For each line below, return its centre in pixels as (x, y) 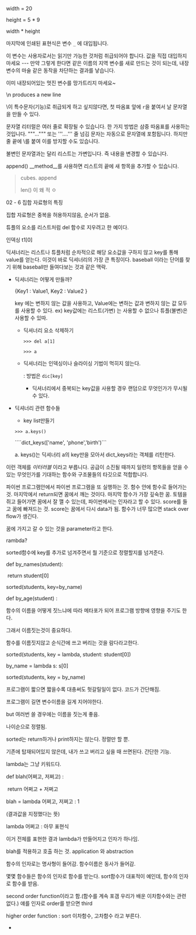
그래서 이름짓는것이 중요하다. (39, 630)
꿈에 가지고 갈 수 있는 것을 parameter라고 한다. (60, 529)
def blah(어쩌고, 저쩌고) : (35, 776)
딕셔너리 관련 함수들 (37, 408)
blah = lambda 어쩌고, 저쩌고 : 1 (43, 801)
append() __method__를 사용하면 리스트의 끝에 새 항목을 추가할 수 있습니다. (93, 166)
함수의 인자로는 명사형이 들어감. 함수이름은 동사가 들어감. (71, 864)
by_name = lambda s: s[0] (37, 666)
